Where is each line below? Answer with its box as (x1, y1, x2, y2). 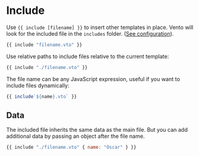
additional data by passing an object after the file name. (6, 132, 145, 140)
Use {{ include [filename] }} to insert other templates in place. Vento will (6, 24, 194, 31)
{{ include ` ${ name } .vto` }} (6, 93, 77, 100)
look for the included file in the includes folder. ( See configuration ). (6, 30, 174, 37)
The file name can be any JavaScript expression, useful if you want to (6, 75, 180, 82)
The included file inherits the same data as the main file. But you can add (6, 126, 188, 134)
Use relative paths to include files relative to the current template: (6, 53, 169, 60)
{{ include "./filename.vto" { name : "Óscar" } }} (6, 145, 137, 151)
